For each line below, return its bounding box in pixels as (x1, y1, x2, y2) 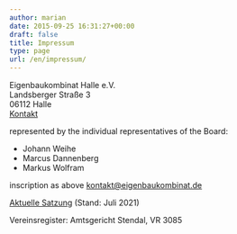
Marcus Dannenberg (22, 153, 99, 163)
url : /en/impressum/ (9, 55, 87, 64)
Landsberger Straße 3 (9, 89, 91, 100)
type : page (9, 47, 50, 56)
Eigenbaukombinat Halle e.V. (9, 80, 116, 90)
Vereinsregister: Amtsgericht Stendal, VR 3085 (9, 215, 183, 225)
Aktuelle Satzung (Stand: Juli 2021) (9, 197, 140, 208)
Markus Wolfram (22, 163, 85, 173)
